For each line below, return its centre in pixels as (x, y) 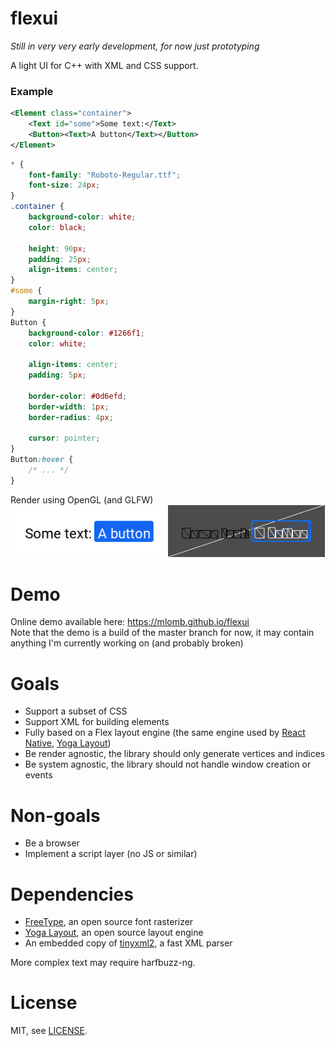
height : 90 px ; (57, 248)
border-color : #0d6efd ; (78, 396)
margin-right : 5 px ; (69, 302)
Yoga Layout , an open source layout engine (114, 933)
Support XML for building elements (97, 722)
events (38, 775)
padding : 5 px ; (57, 375)
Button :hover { (42, 460)
